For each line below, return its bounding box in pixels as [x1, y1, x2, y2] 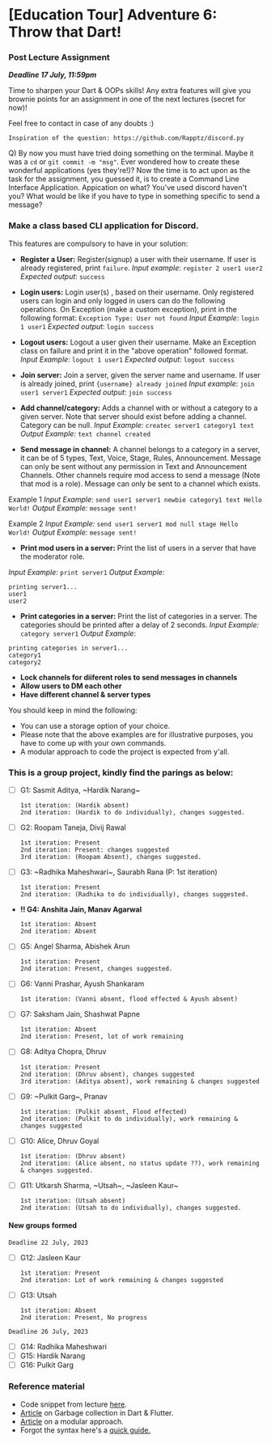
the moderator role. [19, 552, 85, 561]
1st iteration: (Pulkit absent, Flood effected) [19, 1107, 188, 1115]
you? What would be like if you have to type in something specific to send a [8, 192, 260, 201]
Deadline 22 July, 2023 [8, 1238, 89, 1246]
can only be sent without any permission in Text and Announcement [19, 461, 248, 471]
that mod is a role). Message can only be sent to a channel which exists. [19, 479, 261, 489]
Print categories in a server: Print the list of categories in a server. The [19, 611, 257, 620]
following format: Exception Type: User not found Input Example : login [19, 313, 260, 323]
